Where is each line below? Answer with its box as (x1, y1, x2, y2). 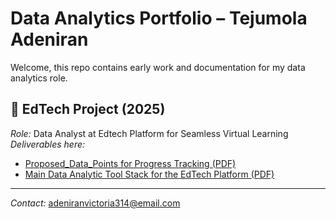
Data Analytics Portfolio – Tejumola (10, 7, 308, 30)
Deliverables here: (10, 138, 86, 150)
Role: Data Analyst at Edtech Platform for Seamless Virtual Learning (10, 127, 289, 139)
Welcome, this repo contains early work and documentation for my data (10, 61, 306, 73)
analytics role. (10, 72, 68, 84)
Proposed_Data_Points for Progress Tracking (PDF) (24, 157, 237, 169)
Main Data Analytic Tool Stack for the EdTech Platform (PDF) (24, 168, 275, 180)
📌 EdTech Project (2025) (10, 101, 166, 118)
